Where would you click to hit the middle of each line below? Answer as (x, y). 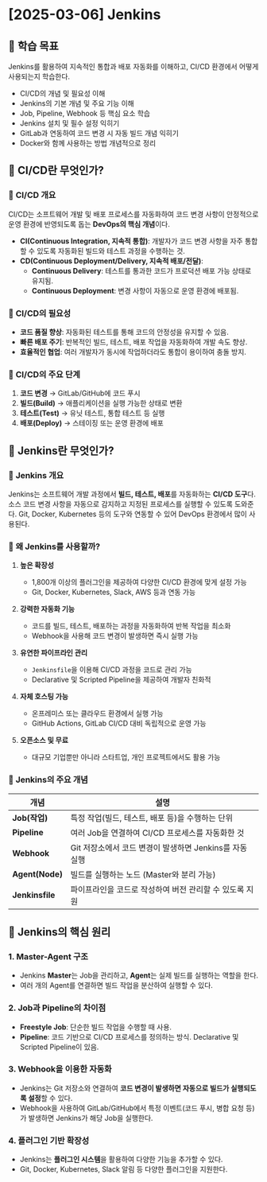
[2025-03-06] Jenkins (85, 15)
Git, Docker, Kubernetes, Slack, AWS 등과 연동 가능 (114, 592)
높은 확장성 (37, 566)
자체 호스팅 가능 (44, 697)
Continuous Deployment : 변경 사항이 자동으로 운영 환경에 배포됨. (135, 290)
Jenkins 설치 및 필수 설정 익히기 (70, 123)
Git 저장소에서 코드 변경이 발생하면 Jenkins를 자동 (159, 847)
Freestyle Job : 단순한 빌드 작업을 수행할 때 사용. (96, 1027)
